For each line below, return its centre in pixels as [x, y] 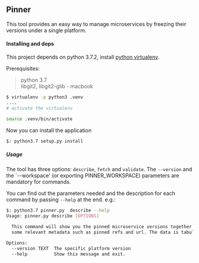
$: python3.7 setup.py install [45, 141]
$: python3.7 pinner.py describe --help [58, 211]
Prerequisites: [23, 69]
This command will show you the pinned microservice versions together [102, 227]
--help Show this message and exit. [69, 254]
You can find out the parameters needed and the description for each [91, 193]
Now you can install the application [49, 130]
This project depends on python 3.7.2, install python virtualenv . [83, 57]
